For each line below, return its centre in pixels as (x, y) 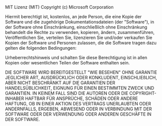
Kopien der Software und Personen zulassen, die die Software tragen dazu (81, 43)
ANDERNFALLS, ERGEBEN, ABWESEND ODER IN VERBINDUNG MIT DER (79, 109)
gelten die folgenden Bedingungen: (41, 48)
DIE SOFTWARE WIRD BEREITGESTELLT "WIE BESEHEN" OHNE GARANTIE (81, 72)
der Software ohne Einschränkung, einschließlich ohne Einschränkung (76, 27)
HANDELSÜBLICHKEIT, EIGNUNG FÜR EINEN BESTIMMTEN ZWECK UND (80, 88)
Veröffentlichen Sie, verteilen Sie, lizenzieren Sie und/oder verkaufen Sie (79, 37)
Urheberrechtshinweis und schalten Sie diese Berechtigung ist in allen (76, 58)
